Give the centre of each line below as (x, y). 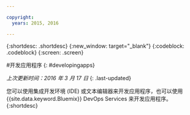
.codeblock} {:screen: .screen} (45, 52)
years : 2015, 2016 (36, 23)
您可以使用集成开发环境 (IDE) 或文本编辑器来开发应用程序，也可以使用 (95, 91)
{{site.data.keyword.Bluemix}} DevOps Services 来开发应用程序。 (89, 98)
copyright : (20, 17)
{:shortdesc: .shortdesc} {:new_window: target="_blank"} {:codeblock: (96, 46)
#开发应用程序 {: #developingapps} (51, 65)
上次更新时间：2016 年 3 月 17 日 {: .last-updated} (69, 78)
